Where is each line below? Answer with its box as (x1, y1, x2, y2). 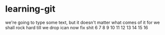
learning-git (5, 3, 56, 15)
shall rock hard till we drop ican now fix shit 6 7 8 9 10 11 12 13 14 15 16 (5, 24, 148, 30)
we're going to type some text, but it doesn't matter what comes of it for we (5, 19, 160, 25)
